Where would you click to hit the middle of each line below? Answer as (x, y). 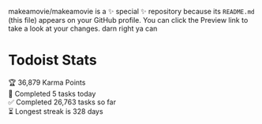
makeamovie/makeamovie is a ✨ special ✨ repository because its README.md (131, 11)
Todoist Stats (52, 60)
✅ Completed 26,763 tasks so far (62, 102)
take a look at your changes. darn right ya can (83, 28)
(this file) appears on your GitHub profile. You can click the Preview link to (128, 20)
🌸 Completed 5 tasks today (52, 93)
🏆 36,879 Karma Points (47, 82)
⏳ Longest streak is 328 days (56, 111)
